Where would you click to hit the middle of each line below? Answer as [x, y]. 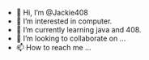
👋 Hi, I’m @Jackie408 [52, 13]
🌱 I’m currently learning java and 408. [79, 30]
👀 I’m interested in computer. [64, 21]
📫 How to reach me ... [53, 47]
